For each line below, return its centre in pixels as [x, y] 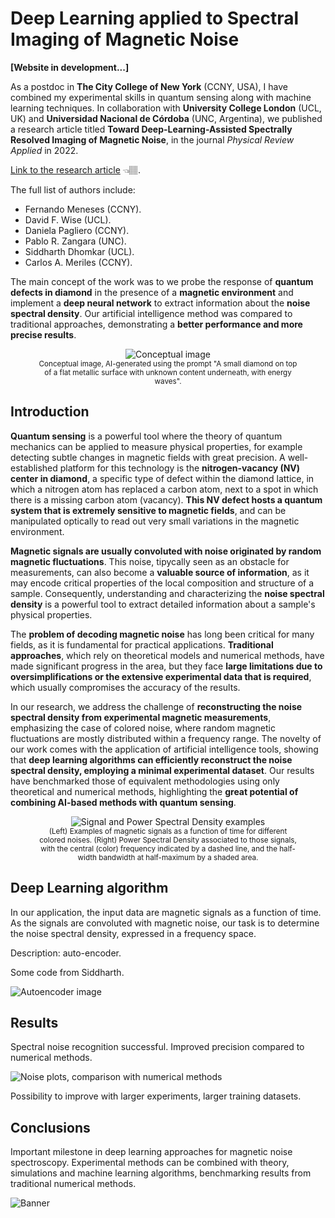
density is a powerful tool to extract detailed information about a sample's [163, 604]
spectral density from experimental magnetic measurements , [141, 717]
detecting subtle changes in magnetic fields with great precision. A [148, 457]
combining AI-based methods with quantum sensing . [123, 802]
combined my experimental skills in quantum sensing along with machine [161, 97]
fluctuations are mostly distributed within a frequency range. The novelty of [166, 738]
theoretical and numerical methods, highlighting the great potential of [154, 791]
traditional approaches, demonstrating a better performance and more [156, 324]
